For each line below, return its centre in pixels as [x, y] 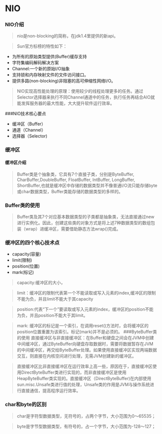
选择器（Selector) [29, 136]
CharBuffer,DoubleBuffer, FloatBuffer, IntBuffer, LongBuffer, [76, 180]
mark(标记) [23, 272]
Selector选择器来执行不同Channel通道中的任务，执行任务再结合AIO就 [86, 97]
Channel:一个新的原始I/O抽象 [41, 69]
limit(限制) [22, 260]
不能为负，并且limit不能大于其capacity [55, 299]
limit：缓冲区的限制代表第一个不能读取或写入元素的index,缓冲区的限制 [86, 293]
